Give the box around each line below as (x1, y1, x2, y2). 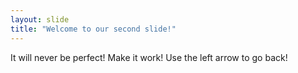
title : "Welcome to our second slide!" (10, 24, 177, 34)
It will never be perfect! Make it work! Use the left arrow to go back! (10, 51, 288, 63)
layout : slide (10, 14, 70, 25)
